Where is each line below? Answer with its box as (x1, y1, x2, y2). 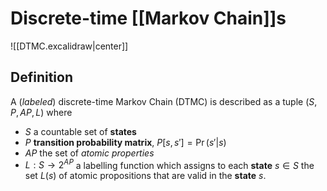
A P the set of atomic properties (24, 147, 155, 159)
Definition (10, 69, 73, 86)
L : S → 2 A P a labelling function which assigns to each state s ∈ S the (24, 157, 315, 171)
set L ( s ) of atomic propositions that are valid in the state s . (24, 170, 267, 182)
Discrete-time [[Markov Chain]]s (10, 7, 287, 30)
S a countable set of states (24, 125, 137, 137)
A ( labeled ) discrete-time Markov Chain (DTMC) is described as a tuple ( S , (10, 95, 318, 107)
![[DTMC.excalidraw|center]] (10, 40, 129, 52)
